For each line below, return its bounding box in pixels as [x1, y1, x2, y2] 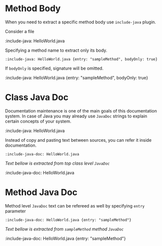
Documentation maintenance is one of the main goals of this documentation [5, 108, 157, 114]
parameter [5, 208, 26, 214]
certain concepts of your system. [5, 118, 72, 124]
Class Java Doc [5, 92, 69, 103]
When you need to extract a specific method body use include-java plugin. [5, 19, 157, 25]
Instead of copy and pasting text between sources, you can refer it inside [5, 137, 152, 143]
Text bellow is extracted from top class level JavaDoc [5, 160, 110, 166]
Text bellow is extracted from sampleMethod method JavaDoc [5, 226, 124, 232]
